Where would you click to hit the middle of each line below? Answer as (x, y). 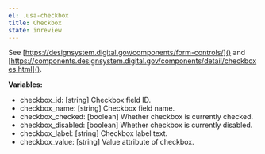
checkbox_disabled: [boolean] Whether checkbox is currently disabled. (136, 125)
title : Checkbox (35, 23)
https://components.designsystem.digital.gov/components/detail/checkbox (134, 61)
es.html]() (24, 69)
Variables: (25, 85)
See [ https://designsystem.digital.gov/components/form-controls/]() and (127, 53)
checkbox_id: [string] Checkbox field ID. (85, 100)
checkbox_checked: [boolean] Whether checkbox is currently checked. (136, 117)
